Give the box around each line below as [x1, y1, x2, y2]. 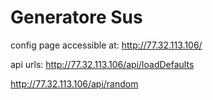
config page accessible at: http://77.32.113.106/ [10, 39, 203, 51]
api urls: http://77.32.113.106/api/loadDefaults [10, 58, 195, 70]
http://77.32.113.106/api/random [10, 77, 139, 90]
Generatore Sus [10, 6, 143, 29]
